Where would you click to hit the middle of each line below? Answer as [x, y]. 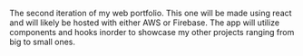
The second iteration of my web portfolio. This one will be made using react [151, 13]
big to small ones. [42, 42]
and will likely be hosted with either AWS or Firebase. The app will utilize [144, 23]
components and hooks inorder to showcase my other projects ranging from [152, 32]
